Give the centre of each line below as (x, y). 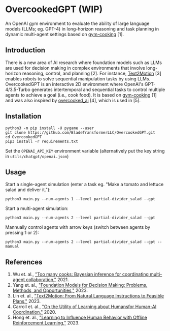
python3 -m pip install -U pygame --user (50, 128)
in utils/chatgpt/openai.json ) (37, 156)
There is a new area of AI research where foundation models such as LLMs (84, 63)
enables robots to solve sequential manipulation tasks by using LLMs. (78, 79)
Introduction (25, 50)
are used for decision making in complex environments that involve (75, 68)
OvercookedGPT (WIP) (54, 9)
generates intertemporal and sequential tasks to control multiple (98, 89)
